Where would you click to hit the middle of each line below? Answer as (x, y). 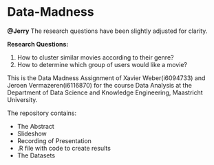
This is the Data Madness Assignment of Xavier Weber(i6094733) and (106, 78)
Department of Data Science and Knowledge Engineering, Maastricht (105, 92)
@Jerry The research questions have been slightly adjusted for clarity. (107, 31)
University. (22, 99)
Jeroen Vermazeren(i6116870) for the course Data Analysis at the (100, 85)
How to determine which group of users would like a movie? (102, 64)
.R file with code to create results (64, 148)
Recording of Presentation (54, 140)
